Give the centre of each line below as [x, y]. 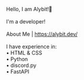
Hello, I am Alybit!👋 [29, 9]
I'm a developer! [26, 21]
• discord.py [21, 65]
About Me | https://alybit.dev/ [42, 34]
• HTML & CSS [24, 53]
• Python [17, 59]
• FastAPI [18, 71]
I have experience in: [32, 46]
